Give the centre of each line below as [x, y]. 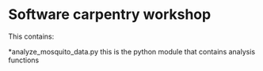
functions [24, 60]
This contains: [31, 36]
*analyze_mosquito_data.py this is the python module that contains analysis [132, 51]
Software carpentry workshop [110, 15]
